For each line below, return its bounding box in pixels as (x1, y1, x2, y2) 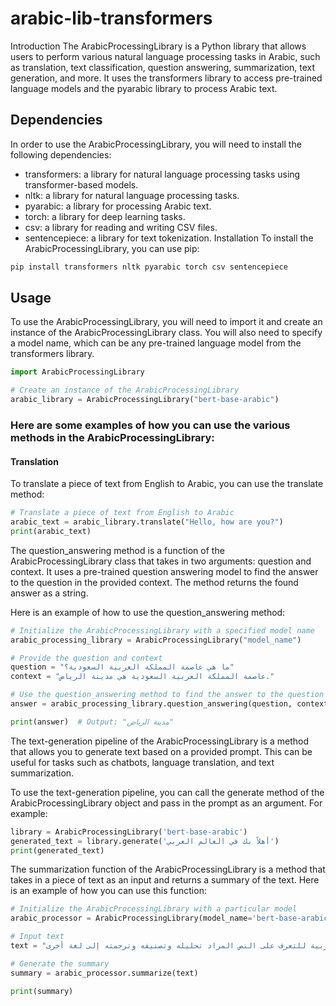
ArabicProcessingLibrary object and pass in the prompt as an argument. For (10, 797, 323, 809)
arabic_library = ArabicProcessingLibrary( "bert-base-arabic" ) (10, 395, 280, 405)
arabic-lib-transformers (10, 7, 213, 30)
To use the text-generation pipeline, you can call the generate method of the (10, 786, 325, 798)
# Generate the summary (10, 958, 110, 969)
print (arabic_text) (10, 526, 92, 536)
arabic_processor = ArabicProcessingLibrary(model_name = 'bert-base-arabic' (10, 913, 333, 924)
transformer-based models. (24, 178, 139, 191)
